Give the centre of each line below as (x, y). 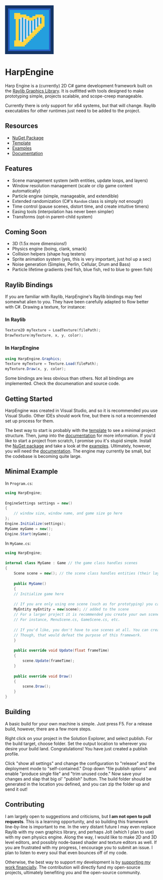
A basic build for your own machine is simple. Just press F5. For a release (79, 724)
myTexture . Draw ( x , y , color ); (36, 369)
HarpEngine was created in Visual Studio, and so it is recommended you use (81, 411)
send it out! (16, 789)
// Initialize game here (39, 594)
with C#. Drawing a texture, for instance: (46, 307)
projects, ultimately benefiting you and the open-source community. (73, 872)
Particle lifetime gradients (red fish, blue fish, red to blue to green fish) (82, 270)
